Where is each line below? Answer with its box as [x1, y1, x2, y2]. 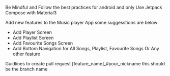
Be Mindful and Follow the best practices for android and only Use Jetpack [5, 5, 162, 10]
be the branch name [5, 66, 48, 72]
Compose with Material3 [5, 10, 57, 16]
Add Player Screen [12, 29, 52, 35]
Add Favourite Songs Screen [12, 40, 73, 46]
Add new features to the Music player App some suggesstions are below [5, 20, 158, 25]
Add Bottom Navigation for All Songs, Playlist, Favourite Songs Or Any [12, 46, 159, 51]
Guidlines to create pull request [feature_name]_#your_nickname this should [5, 61, 165, 66]
